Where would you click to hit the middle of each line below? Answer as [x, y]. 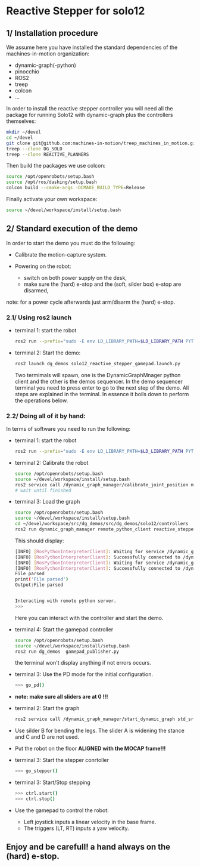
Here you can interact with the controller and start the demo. [89, 618]
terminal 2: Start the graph [47, 708]
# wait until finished [43, 490]
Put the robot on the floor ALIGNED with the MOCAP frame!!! [90, 749]
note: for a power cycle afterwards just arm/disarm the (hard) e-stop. [91, 302]
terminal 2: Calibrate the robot [51, 462]
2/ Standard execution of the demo [72, 229]
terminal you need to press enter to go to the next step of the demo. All [102, 388]
